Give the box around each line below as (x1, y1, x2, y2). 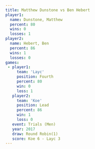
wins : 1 (10, 50, 27, 55)
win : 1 (16, 112, 31, 118)
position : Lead (16, 103, 50, 108)
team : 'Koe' (16, 98, 42, 103)
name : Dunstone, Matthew (10, 17, 63, 22)
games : (5, 60, 19, 65)
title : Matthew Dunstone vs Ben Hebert (5, 7, 90, 13)
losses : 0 (10, 55, 31, 60)
